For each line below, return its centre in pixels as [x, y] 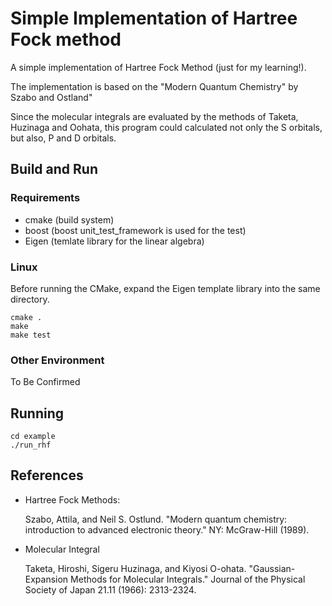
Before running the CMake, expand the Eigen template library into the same [165, 288]
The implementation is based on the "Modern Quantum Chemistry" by [154, 86]
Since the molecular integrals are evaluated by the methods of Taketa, [154, 116]
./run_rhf [31, 445]
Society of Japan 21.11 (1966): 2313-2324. [110, 589]
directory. [30, 299]
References [47, 475]
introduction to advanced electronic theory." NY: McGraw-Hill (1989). [167, 529]
